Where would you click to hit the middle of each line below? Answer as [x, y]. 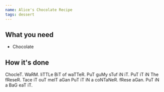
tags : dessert [20, 14]
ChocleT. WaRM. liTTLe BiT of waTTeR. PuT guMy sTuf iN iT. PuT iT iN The [82, 74]
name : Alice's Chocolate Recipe [39, 10]
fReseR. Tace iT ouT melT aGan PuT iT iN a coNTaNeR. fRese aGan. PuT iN [82, 80]
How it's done [27, 62]
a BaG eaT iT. [19, 85]
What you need [29, 35]
